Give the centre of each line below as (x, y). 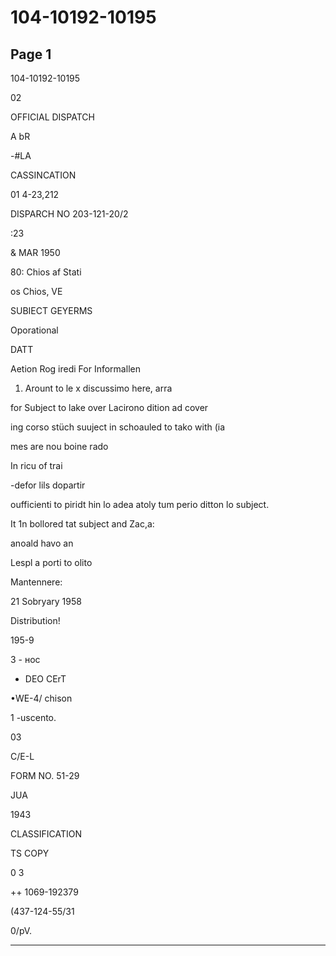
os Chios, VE (36, 291)
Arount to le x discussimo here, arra (98, 388)
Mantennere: (36, 582)
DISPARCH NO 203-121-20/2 (69, 214)
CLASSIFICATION (46, 834)
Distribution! (35, 620)
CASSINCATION (43, 175)
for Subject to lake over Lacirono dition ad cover (109, 407)
